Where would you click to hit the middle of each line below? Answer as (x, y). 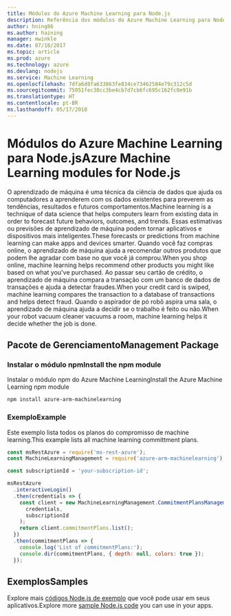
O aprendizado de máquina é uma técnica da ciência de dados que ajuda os (115, 192)
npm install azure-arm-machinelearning (64, 400)
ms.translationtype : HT (41, 97)
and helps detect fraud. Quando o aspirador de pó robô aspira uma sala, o (112, 301)
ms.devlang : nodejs (35, 71)
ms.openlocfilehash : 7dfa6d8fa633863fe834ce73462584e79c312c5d (100, 84)
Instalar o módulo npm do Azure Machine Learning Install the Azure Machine (115, 380)
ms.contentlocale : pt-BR (43, 103)
